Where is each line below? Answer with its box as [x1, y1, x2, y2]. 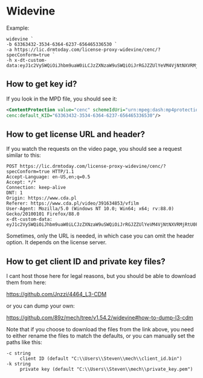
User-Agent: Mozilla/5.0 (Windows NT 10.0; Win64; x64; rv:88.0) [6, 206, 174, 212]
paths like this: [6, 339, 42, 346]
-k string [6, 361, 31, 367]
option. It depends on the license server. [6, 239, 107, 246]
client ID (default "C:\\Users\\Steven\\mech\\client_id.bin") [19, 356, 182, 362]
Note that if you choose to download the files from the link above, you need [6, 326, 195, 333]
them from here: [6, 279, 47, 286]
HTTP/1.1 [52, 168, 74, 175]
